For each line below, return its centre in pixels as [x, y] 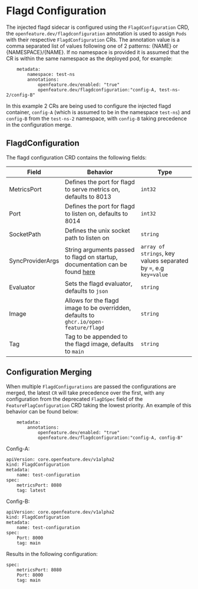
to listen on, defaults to [96, 213]
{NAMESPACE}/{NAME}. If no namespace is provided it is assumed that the [98, 52]
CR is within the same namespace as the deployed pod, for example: [89, 58]
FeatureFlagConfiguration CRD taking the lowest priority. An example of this [99, 405]
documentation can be [96, 264]
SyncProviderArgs [34, 260]
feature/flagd [84, 327]
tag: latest [31, 490]
